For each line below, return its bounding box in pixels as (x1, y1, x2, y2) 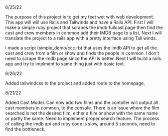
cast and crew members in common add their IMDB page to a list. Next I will (5, 30, 162, 35)
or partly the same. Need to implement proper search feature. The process (5, 115, 159, 121)
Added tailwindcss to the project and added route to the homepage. (5, 80, 145, 86)
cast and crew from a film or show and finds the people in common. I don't (5, 50, 159, 56)
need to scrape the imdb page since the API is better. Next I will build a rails (5, 55, 161, 61)
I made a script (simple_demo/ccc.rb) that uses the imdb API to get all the (5, 45, 157, 50)
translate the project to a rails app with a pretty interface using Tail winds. (5, 35, 157, 41)
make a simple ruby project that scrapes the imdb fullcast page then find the (5, 24, 163, 30)
